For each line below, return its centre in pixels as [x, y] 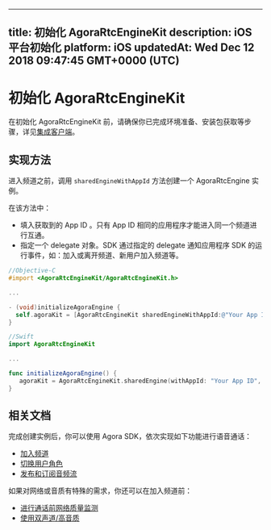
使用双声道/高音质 [50, 518]
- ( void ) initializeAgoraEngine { [65, 307]
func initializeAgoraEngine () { [63, 374]
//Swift [21, 337]
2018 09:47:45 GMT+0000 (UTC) [94, 61]
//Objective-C [32, 271]
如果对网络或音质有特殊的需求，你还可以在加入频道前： [100, 491]
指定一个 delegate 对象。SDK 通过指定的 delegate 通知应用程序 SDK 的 [138, 245]
